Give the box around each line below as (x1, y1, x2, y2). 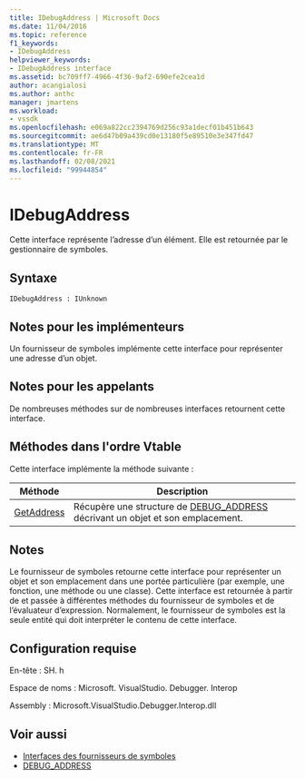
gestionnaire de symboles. (9, 244, 109, 255)
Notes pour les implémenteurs (9, 319, 184, 334)
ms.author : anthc (9, 89, 75, 98)
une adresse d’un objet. (9, 352, 98, 363)
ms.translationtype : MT (9, 140, 100, 149)
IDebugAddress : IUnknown (9, 294, 107, 304)
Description (156, 485, 209, 498)
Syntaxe (9, 270, 57, 286)
